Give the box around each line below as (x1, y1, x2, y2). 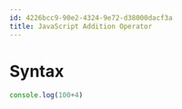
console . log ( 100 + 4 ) (9, 91, 84, 100)
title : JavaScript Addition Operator (9, 22, 153, 31)
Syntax (9, 61, 65, 82)
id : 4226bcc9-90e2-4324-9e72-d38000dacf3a (9, 13, 173, 23)
